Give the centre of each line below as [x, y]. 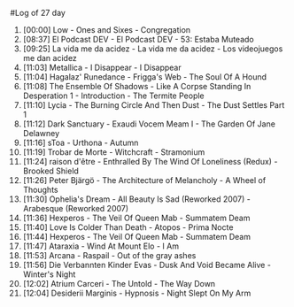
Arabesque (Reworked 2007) [76, 208]
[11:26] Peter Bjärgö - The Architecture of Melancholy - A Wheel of [144, 180]
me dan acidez [50, 58]
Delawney [41, 133]
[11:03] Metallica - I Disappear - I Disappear [102, 67]
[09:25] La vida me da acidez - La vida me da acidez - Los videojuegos [153, 49]
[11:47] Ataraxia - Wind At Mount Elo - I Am [101, 246]
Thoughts [40, 190]
